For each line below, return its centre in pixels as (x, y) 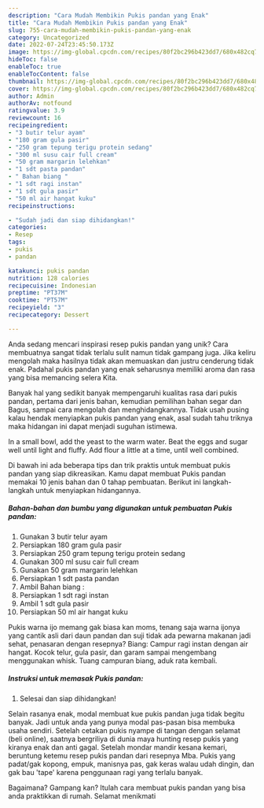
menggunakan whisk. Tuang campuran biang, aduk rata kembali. (113, 660)
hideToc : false (33, 60)
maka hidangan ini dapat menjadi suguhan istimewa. (93, 426)
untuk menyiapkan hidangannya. (88, 490)
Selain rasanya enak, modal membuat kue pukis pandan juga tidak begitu (126, 713)
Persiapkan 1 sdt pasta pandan (69, 578)
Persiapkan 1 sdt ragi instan (64, 595)
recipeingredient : (38, 125)
